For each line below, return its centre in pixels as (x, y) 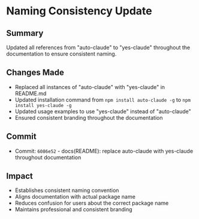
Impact (19, 176)
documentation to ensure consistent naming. (61, 54)
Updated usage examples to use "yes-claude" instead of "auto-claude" (103, 111)
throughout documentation (48, 157)
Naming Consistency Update (79, 11)
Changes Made (35, 73)
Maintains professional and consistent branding (74, 209)
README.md (31, 93)
